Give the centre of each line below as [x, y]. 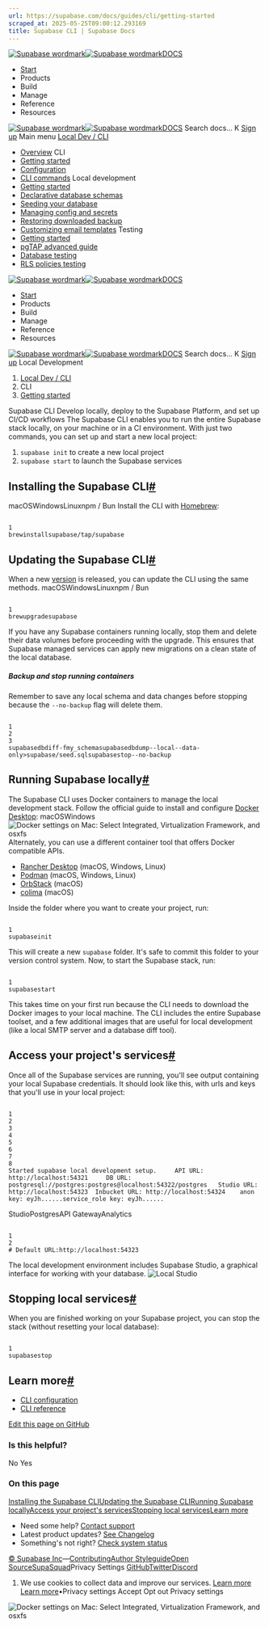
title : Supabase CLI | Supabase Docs [72, 31]
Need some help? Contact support [78, 1525]
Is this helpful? [38, 1445]
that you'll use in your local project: [67, 1092]
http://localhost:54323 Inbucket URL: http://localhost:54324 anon [131, 1192]
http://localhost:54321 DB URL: [70, 1178]
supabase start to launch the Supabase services [101, 461]
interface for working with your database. [78, 1273]
